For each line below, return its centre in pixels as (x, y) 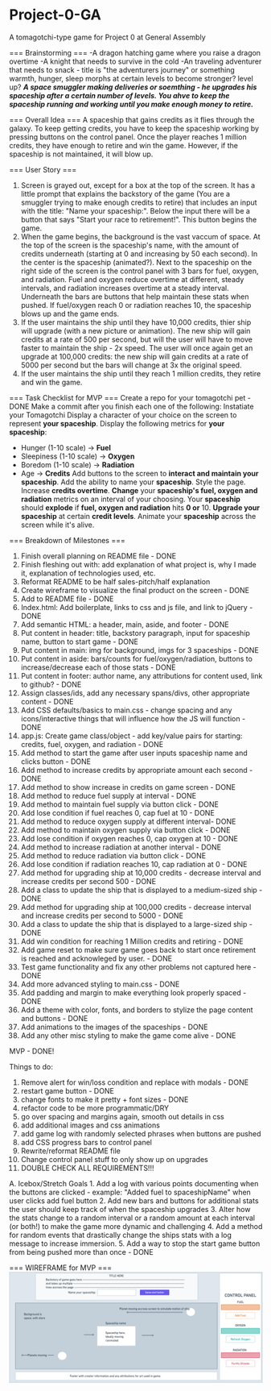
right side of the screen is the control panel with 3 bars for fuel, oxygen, (140, 271)
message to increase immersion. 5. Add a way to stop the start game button (135, 1244)
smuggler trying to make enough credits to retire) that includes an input (139, 202)
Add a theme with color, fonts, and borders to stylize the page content (137, 1010)
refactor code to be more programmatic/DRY (95, 1108)
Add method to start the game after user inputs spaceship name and (134, 753)
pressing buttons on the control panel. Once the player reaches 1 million (128, 137)
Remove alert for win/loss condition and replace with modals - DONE (134, 1082)
